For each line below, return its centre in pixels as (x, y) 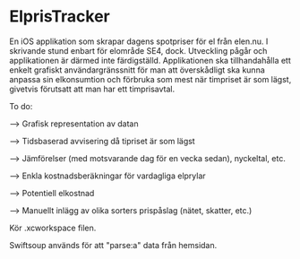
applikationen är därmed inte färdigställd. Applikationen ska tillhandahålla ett (150, 60)
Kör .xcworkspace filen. (53, 228)
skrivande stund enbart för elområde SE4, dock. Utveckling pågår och (138, 50)
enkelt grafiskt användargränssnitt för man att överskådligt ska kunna (137, 70)
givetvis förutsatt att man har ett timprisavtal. (92, 89)
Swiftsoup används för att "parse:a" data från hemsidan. (113, 245)
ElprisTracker (60, 17)
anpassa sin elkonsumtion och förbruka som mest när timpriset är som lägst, (150, 79)
